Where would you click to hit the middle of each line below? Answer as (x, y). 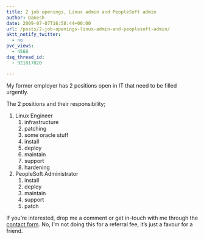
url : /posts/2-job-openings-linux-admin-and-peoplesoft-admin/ (88, 29)
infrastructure (41, 122)
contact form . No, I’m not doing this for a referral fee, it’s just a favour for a (100, 224)
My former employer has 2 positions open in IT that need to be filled (92, 85)
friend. (15, 230)
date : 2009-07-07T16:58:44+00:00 (49, 23)
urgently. (17, 92)
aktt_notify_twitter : (34, 35)
